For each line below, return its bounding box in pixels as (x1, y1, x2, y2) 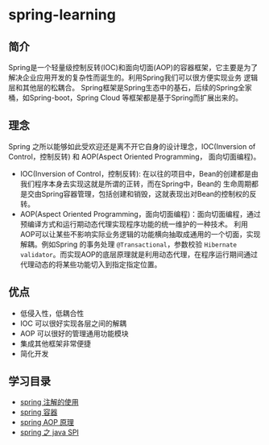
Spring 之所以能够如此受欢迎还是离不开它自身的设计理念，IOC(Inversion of (8, 141, 256, 151)
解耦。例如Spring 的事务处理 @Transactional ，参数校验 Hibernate (19, 239, 238, 249)
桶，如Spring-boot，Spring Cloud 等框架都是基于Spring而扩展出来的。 (8, 93, 243, 102)
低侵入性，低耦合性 (19, 308, 85, 318)
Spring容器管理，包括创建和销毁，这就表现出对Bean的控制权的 (41, 189, 250, 198)
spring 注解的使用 (19, 397, 79, 407)
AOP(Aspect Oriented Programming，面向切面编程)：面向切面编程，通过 (19, 209, 262, 218)
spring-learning (8, 6, 117, 24)
